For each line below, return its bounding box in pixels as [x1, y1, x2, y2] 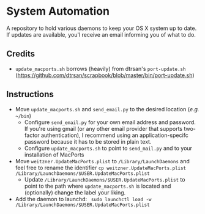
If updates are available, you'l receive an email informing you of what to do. [6, 31, 196, 38]
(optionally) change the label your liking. [24, 188, 126, 196]
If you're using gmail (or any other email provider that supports [24, 125, 182, 132]
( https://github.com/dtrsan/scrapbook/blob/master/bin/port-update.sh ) [15, 72, 195, 79]
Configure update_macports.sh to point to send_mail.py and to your [24, 144, 193, 152]
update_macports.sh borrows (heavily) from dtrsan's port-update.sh [15, 65, 186, 72]
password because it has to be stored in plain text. [24, 138, 152, 145]
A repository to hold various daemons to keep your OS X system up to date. [6, 24, 197, 32]
